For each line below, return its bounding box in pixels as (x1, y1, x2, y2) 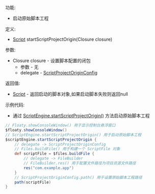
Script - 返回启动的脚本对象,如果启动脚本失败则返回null (12, 91, 128, 97)
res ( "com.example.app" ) (23, 165, 74, 171)
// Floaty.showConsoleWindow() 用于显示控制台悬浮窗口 (5, 123, 116, 128)
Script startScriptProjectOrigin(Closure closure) (12, 36, 113, 42)
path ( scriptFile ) (14, 180, 51, 185)
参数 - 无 (20, 64, 39, 70)
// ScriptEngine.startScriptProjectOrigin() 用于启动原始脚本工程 (5, 132, 142, 137)
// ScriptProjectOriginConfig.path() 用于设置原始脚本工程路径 (14, 175, 143, 180)
